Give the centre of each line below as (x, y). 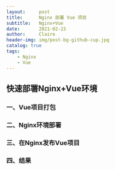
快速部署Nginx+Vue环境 (52, 88)
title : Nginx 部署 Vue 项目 (47, 18)
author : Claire (31, 34)
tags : (13, 51)
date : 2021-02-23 (36, 29)
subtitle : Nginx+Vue (35, 23)
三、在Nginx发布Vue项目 (43, 143)
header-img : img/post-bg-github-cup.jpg (58, 40)
